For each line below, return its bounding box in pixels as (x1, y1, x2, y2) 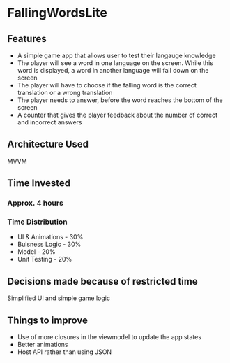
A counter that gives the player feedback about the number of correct (17, 111, 218, 119)
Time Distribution (7, 217, 68, 227)
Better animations (17, 341, 68, 349)
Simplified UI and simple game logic (7, 294, 110, 302)
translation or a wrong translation (17, 89, 113, 97)
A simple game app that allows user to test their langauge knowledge (17, 51, 216, 59)
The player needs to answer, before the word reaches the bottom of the (17, 96, 223, 104)
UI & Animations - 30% (17, 233, 84, 241)
